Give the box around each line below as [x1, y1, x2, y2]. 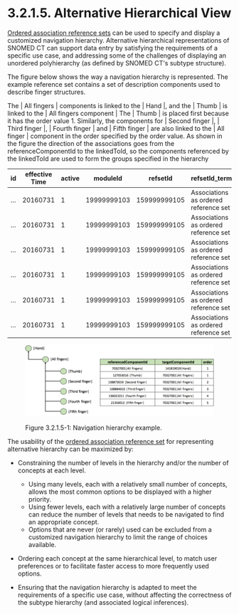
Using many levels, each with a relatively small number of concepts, [28, 480, 228, 488]
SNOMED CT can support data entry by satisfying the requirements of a [7, 43, 218, 52]
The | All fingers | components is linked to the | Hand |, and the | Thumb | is [7, 101, 228, 110]
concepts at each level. [17, 466, 87, 475]
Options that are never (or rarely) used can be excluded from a [28, 525, 212, 534]
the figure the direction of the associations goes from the [7, 139, 175, 147]
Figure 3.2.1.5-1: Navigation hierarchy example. [25, 423, 162, 432]
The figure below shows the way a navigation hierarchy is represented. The [7, 73, 229, 81]
